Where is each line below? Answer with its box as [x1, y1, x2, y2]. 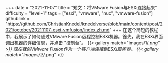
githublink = [5, 16, 30, 21]
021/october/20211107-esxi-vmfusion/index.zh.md [5, 27, 110, 33]
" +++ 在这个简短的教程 [109, 27, 158, 33]
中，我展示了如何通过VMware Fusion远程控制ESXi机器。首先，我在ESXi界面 [5, 34, 163, 39]
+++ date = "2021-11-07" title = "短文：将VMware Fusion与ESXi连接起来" [5, 5, 157, 10]
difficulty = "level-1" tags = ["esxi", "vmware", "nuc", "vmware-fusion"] [5, 10, 153, 16]
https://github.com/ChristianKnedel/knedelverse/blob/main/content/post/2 [7, 21, 163, 27]
